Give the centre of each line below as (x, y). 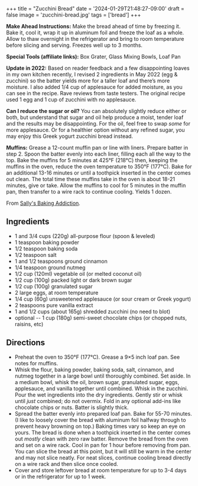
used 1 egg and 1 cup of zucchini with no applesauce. (71, 99)
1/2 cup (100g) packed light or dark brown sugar (73, 280)
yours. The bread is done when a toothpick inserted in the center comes (103, 432)
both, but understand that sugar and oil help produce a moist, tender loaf (95, 117)
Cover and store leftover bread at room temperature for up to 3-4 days (100, 470)
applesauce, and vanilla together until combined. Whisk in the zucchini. (101, 388)
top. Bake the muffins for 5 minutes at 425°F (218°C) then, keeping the (92, 160)
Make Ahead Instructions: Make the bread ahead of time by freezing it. (93, 26)
